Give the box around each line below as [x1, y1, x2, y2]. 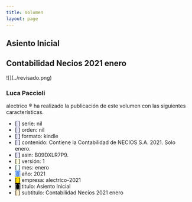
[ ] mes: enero [14, 164, 49, 171]
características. [6, 109, 44, 115]
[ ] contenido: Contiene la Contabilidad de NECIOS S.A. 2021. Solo [14, 139, 176, 146]
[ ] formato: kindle [14, 133, 58, 139]
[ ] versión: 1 [14, 158, 45, 165]
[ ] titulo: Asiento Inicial [14, 183, 71, 190]
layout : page [6, 15, 38, 22]
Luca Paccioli [6, 89, 45, 97]
